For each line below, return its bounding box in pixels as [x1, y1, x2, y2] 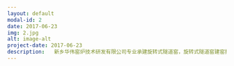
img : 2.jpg [7, 29, 39, 36]
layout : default [7, 10, 54, 17]
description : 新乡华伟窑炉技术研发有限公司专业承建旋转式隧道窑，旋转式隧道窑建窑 [7, 49, 225, 56]
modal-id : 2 [7, 16, 42, 23]
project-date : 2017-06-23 [7, 42, 82, 49]
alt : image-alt [7, 36, 52, 43]
